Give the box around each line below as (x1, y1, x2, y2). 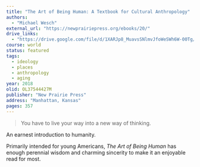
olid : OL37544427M (6, 86, 52, 92)
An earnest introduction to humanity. (6, 131, 96, 138)
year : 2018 (6, 81, 33, 87)
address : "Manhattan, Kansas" (6, 97, 82, 103)
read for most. (6, 155, 41, 162)
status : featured (6, 48, 49, 54)
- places (11, 64, 33, 70)
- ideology (11, 58, 39, 64)
